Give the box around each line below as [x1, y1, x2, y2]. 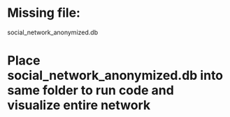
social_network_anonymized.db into [7, 68, 224, 83]
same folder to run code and [7, 83, 175, 99]
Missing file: [7, 5, 80, 21]
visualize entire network [7, 97, 151, 113]
